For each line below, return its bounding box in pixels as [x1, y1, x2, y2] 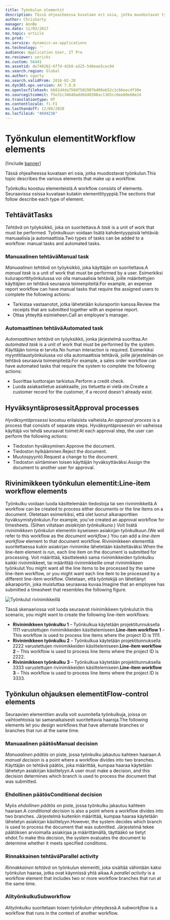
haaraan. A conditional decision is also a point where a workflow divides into [5, 808, 163, 814]
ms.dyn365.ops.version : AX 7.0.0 [5, 83, 76, 88]
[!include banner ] [5, 160, 41, 166]
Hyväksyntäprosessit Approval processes [5, 404, 139, 412]
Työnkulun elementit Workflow [5, 133, 136, 144]
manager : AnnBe [5, 21, 37, 27]
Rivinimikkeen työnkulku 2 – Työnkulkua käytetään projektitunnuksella [12, 637, 161, 644]
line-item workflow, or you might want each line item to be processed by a [5, 570, 160, 576]
